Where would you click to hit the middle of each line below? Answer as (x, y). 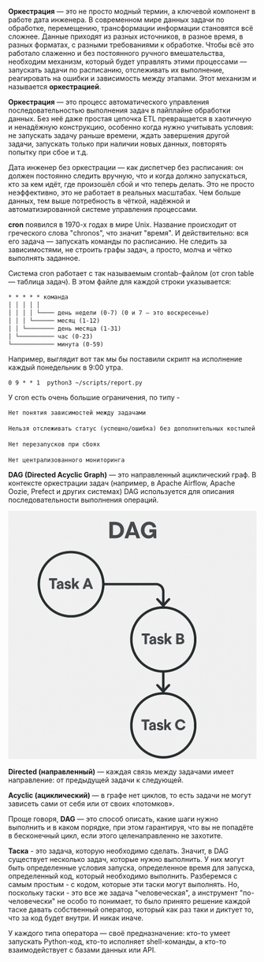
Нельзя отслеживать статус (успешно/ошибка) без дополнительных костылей (132, 429)
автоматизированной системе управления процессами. (103, 209)
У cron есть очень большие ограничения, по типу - (94, 397)
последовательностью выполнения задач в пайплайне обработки (119, 110)
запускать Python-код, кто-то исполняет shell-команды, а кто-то (117, 942)
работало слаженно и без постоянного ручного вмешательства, (117, 53)
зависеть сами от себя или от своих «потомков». (91, 804)
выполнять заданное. (44, 258)
